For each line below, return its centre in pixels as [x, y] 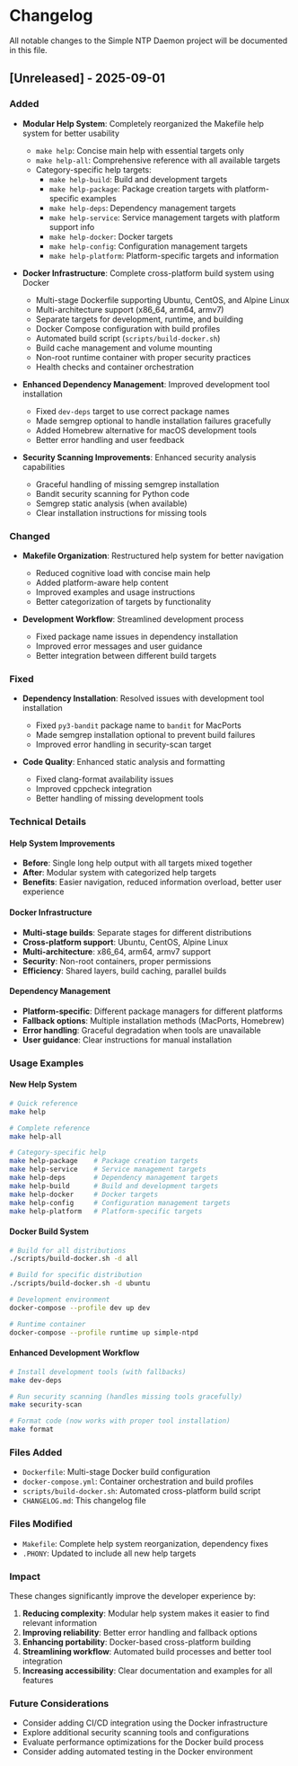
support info [72, 226]
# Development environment [60, 1300]
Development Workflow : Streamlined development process [133, 619]
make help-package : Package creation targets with [141, 189]
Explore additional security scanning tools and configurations [136, 1733]
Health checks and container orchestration [115, 367]
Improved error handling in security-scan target [123, 745]
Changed [30, 536]
